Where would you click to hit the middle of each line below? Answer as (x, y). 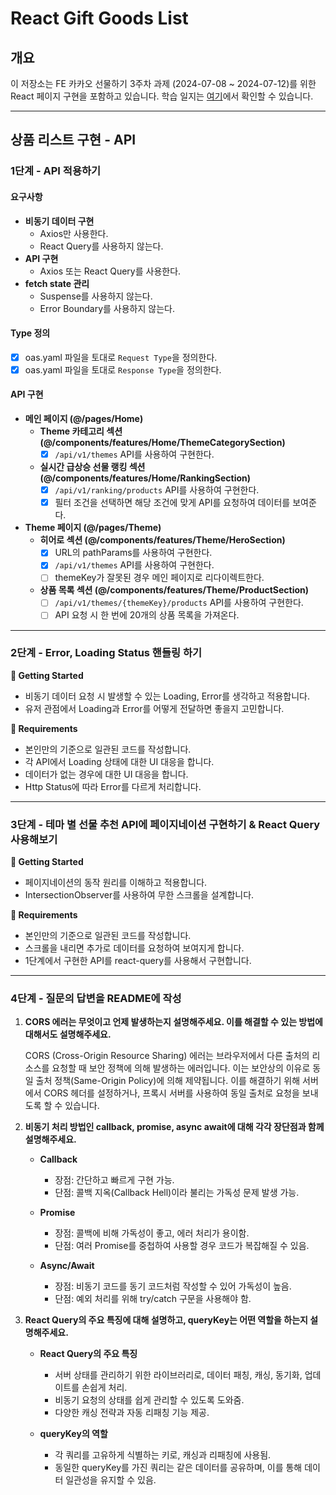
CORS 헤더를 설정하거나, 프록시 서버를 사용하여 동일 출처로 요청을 (171, 1093)
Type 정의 (30, 333)
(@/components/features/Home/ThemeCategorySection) (162, 443)
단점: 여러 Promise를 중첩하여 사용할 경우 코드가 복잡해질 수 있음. (182, 1246)
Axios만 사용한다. (74, 233)
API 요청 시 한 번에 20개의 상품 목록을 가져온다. (147, 615)
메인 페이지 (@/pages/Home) (84, 419)
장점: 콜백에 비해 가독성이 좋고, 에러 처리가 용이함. (152, 1233)
